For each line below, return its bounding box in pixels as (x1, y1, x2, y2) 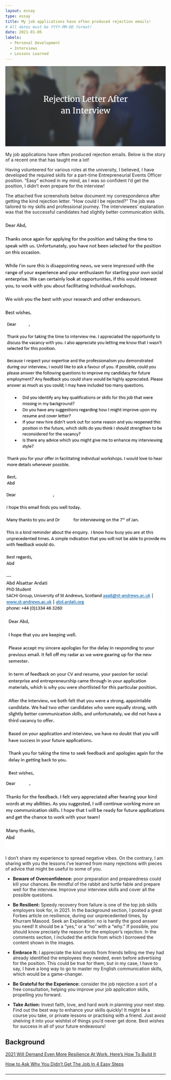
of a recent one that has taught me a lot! (5, 157, 90, 163)
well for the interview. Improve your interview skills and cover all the (12, 886, 155, 892)
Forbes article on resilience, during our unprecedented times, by (12, 912, 148, 918)
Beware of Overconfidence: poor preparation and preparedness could (12, 875, 161, 882)
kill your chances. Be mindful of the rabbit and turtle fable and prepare (12, 881, 160, 887)
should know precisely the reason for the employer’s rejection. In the (12, 928, 157, 935)
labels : (5, 35, 22, 40)
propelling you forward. (12, 991, 62, 998)
